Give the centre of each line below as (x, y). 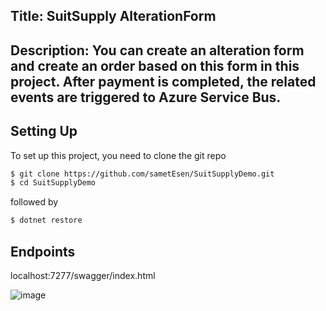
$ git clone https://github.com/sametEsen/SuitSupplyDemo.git (142, 174)
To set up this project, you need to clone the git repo (118, 155)
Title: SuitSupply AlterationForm (113, 16)
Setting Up (44, 131)
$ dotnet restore (46, 220)
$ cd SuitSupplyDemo (53, 183)
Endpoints (43, 251)
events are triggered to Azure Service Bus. (146, 97)
